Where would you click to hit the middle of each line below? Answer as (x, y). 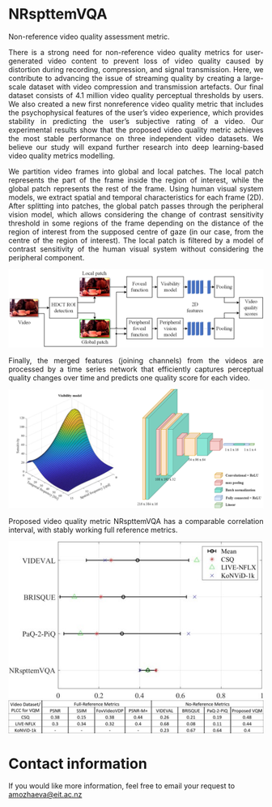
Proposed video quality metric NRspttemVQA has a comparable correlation (136, 521)
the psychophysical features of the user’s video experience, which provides (136, 112)
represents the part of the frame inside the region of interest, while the (136, 180)
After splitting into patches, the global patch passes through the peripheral (136, 206)
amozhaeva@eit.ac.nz (45, 795)
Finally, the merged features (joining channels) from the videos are (136, 361)
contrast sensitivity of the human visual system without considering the (136, 249)
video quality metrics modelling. (62, 156)
